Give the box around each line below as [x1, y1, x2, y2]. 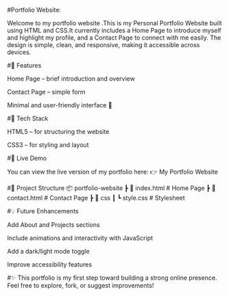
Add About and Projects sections [7, 221, 101, 228]
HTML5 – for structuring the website [7, 128, 110, 135]
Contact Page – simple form [7, 88, 86, 96]
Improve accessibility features [7, 260, 93, 269]
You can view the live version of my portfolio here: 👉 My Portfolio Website [7, 167, 218, 176]
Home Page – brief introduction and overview [7, 75, 135, 83]
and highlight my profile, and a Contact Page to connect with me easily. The [7, 33, 221, 42]
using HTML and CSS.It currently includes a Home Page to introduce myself [7, 27, 221, 34]
